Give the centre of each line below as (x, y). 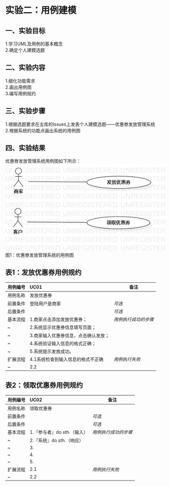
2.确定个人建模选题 (25, 50)
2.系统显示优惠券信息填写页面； (63, 327)
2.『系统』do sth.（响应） (57, 440)
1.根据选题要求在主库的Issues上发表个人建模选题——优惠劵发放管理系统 (80, 124)
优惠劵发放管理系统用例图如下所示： (43, 161)
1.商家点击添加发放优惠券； (58, 319)
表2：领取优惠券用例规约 (44, 385)
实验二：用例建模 (41, 10)
